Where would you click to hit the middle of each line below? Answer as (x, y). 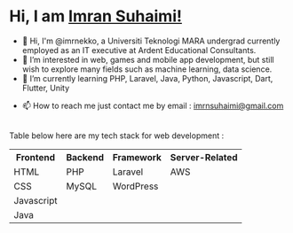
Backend (85, 157)
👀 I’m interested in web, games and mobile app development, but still (148, 59)
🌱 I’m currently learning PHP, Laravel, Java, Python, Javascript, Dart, (147, 78)
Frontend (36, 157)
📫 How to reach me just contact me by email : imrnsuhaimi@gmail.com (153, 105)
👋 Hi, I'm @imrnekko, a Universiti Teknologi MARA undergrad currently (151, 41)
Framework (137, 157)
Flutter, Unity (46, 88)
